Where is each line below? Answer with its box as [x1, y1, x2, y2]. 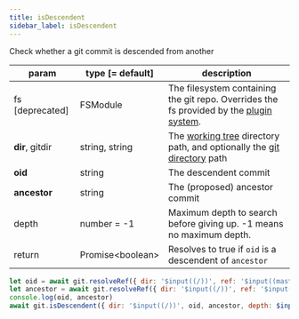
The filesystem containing [167, 82, 277, 94]
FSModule [79, 99, 123, 111]
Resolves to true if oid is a [167, 243, 277, 255]
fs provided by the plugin [167, 104, 273, 116]
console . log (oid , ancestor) [9, 293, 114, 302]
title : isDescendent [9, 12, 86, 22]
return [13, 248, 40, 260]
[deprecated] [13, 104, 69, 116]
